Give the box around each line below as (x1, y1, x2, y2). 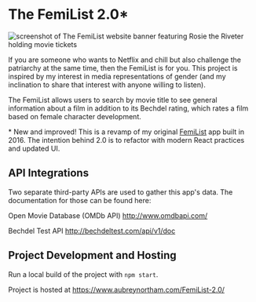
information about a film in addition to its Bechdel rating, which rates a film (8, 104, 249, 113)
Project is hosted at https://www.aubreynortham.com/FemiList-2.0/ (8, 285, 225, 294)
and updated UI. (8, 144, 60, 153)
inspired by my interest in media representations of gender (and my (8, 71, 226, 81)
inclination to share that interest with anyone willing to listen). (8, 80, 206, 89)
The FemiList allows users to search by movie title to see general (8, 95, 218, 104)
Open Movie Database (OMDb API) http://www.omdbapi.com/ (8, 210, 208, 220)
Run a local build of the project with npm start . (8, 269, 159, 279)
